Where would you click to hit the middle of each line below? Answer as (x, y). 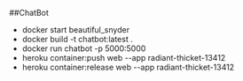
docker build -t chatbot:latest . (77, 39)
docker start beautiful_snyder (76, 29)
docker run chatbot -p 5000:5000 (84, 48)
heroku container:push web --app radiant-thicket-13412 (124, 58)
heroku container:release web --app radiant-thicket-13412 (128, 67)
